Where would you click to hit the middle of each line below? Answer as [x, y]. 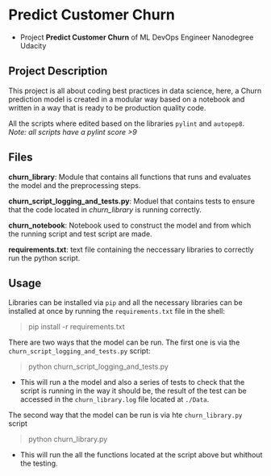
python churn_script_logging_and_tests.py [98, 367]
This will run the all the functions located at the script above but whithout [141, 455]
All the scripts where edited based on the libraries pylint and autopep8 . [126, 123]
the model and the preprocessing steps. [75, 185]
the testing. [39, 463]
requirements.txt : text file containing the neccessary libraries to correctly [131, 249]
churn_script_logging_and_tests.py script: [79, 351]
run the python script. [44, 258]
